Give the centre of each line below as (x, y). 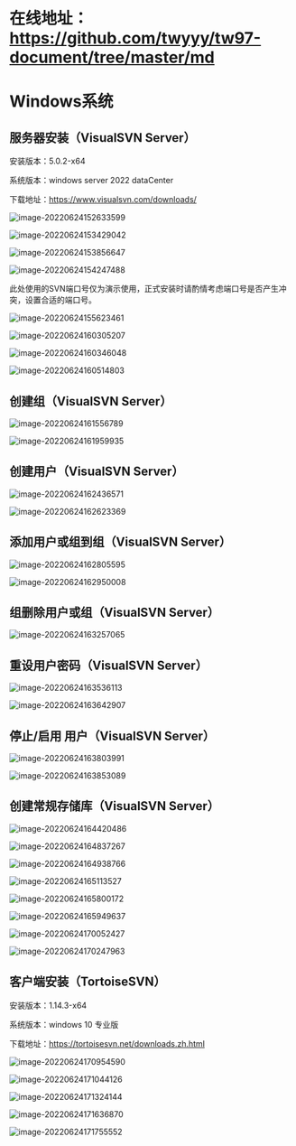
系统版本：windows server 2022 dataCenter (92, 181)
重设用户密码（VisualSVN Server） (108, 665)
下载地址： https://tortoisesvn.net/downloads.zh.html (107, 1043)
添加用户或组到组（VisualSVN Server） (120, 542)
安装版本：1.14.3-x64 (48, 1005)
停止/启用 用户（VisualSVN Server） (112, 736)
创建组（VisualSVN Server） (91, 401)
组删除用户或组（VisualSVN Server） (114, 613)
